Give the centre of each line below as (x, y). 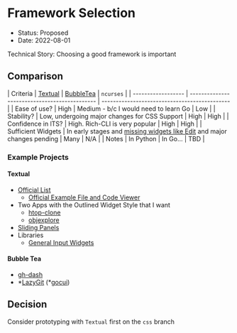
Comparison (35, 76)
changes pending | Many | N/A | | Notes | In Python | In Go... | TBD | (106, 138)
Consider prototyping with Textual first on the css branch (91, 322)
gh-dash (30, 275)
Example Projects (38, 157)
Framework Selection (72, 13)
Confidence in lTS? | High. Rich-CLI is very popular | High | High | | (105, 124)
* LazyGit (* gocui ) (44, 283)
